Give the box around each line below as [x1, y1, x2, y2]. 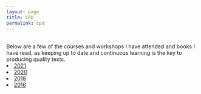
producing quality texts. [6, 55, 66, 63]
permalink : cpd [6, 20, 45, 26]
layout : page [6, 8, 39, 15]
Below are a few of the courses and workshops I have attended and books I [6, 43, 196, 50]
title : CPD [6, 14, 34, 20]
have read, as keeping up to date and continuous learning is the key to [6, 49, 182, 57]
